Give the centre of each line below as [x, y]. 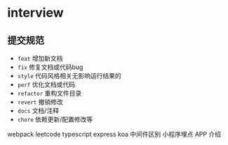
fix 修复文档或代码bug [50, 67]
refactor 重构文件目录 [49, 93]
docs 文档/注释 [38, 110]
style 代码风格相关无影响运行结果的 [69, 76]
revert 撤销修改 [40, 102]
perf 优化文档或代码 [46, 84]
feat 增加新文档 [40, 58]
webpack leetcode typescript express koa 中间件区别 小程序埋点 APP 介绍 [114, 134]
